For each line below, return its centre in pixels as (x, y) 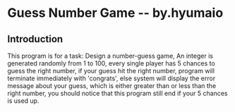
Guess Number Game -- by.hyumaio (115, 13)
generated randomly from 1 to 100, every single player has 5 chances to (111, 63)
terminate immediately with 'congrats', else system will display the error (112, 78)
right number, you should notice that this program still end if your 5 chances (117, 93)
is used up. (23, 101)
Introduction (35, 39)
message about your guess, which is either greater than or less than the (112, 86)
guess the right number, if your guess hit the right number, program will (111, 71)
